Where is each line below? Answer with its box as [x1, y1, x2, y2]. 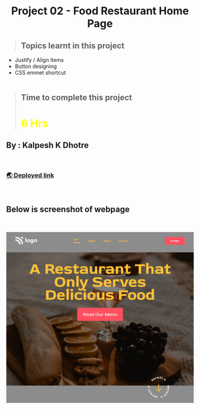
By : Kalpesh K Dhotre [6, 140, 89, 150]
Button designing [14, 63, 57, 70]
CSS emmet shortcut [14, 69, 67, 76]
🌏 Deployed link [6, 171, 55, 179]
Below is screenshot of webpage [6, 204, 130, 215]
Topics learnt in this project [20, 41, 125, 51]
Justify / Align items [14, 57, 64, 63]
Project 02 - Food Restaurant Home [11, 4, 189, 18]
